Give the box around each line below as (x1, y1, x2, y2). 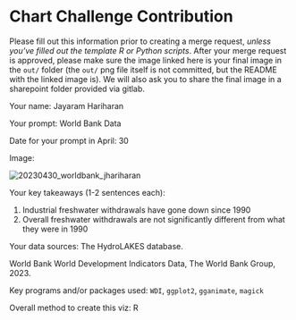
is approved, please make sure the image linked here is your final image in (9, 55, 283, 65)
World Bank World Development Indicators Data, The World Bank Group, (9, 257, 275, 269)
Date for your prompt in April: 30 (9, 135, 130, 146)
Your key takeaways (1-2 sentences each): (9, 187, 165, 198)
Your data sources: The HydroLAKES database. (9, 240, 183, 251)
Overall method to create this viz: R (9, 302, 139, 313)
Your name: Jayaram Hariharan (9, 100, 124, 111)
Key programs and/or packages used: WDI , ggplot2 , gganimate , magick (9, 284, 264, 296)
